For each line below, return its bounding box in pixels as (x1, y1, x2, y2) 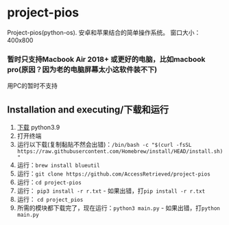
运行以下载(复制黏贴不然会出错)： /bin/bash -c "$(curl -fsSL (16, 141, 192, 149)
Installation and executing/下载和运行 (7, 104, 169, 115)
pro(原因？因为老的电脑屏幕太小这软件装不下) (7, 64, 158, 74)
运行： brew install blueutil (16, 161, 101, 169)
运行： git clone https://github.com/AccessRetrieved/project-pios (16, 169, 210, 178)
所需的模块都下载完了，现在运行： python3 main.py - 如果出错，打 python (16, 204, 221, 212)
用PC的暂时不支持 (7, 82, 58, 90)
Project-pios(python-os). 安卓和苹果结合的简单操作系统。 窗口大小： (7, 28, 201, 36)
